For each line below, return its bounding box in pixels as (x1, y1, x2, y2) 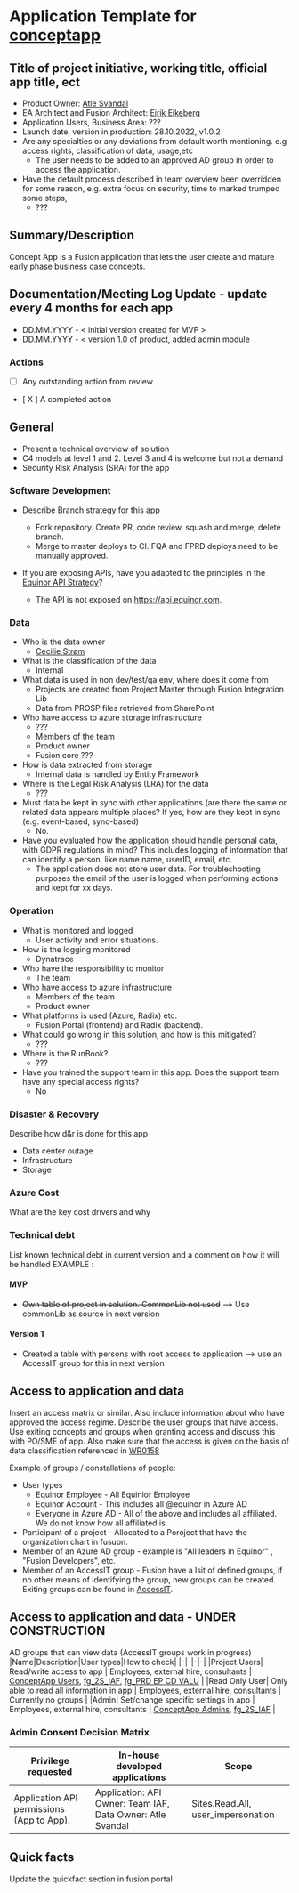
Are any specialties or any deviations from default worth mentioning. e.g (21, 136, 287, 146)
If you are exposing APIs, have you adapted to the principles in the (21, 568, 266, 578)
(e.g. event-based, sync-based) (21, 816, 140, 827)
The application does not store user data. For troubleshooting (35, 863, 261, 874)
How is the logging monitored (21, 943, 131, 954)
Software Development (9, 484, 111, 497)
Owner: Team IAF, (94, 1797, 171, 1809)
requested (28, 1765, 73, 1777)
